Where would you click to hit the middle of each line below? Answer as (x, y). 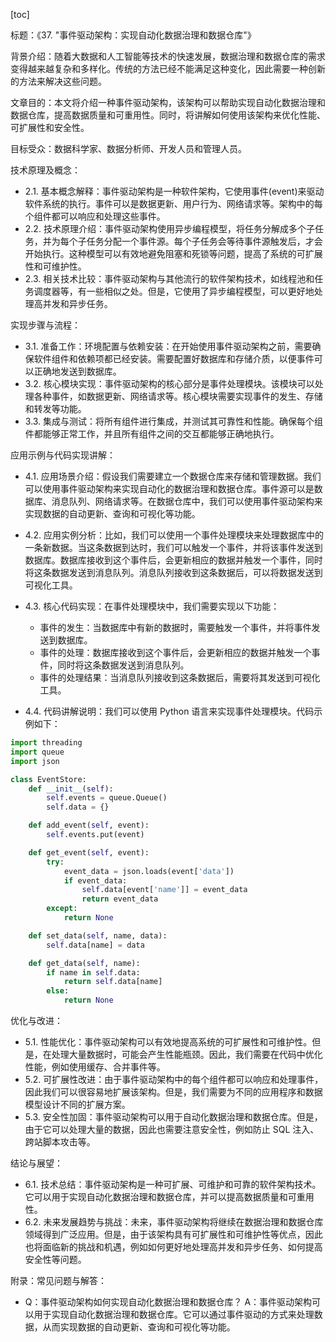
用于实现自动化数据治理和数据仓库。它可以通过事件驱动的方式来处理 (174, 1314)
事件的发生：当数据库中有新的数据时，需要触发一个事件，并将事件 (175, 627)
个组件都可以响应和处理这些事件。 (95, 216)
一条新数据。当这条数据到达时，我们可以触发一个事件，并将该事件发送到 (173, 547)
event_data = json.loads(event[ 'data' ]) (149, 871)
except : (62, 909)
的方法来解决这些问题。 (58, 81)
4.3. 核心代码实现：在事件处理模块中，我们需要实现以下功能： (152, 606)
